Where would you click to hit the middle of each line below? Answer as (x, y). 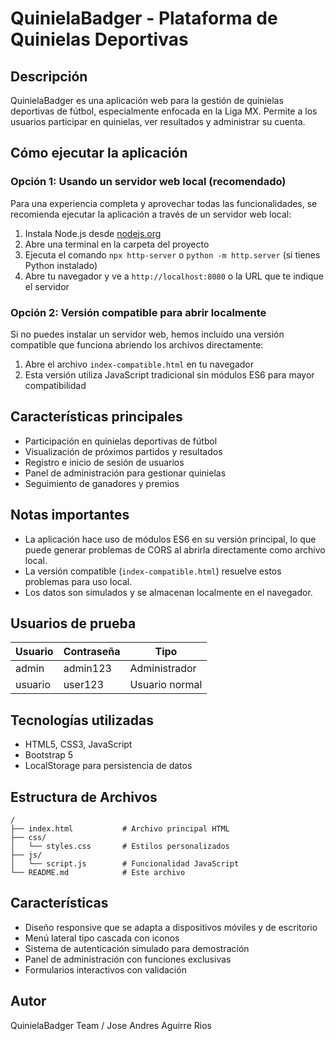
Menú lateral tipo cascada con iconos (102, 938)
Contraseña (92, 652)
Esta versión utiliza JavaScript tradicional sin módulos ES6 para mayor (169, 374)
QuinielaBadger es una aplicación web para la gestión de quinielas (147, 100)
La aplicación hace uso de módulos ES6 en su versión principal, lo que (170, 539)
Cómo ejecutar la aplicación (99, 153)
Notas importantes (70, 515)
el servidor (47, 286)
